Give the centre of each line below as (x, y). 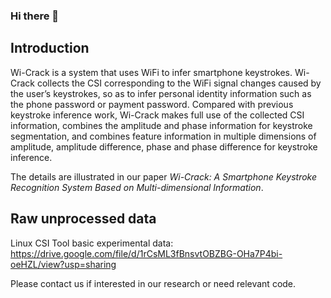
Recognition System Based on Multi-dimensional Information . (137, 187)
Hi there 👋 (35, 16)
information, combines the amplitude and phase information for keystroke (161, 125)
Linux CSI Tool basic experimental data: (92, 243)
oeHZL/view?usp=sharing (63, 264)
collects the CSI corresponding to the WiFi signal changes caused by (179, 83)
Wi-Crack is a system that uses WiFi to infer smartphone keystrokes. (151, 72)
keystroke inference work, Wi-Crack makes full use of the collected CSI (157, 115)
